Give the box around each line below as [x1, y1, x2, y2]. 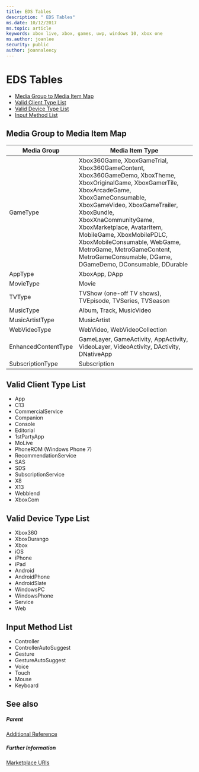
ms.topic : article [6, 25, 52, 31]
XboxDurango [14, 535, 49, 543]
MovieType [9, 279, 40, 288]
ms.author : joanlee [6, 36, 54, 42]
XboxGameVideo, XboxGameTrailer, [78, 201, 178, 209]
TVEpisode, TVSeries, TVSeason [78, 296, 170, 304]
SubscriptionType [9, 360, 58, 368]
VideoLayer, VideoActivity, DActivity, [78, 342, 181, 351]
